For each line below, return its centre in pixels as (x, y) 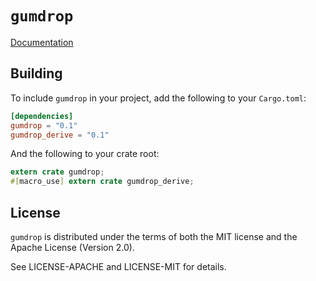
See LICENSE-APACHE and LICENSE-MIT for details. (118, 266)
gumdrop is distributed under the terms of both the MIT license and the (154, 236)
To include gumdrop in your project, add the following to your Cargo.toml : (158, 98)
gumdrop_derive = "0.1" (60, 135)
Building (36, 73)
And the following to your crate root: (85, 154)
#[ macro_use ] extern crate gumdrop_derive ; (102, 182)
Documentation (42, 42)
